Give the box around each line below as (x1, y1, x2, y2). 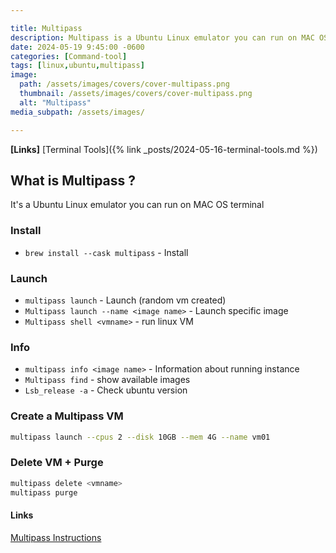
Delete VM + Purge (10, 456, 104, 470)
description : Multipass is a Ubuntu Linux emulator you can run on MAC (10, 32, 315, 43)
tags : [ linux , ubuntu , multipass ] (10, 61, 145, 71)
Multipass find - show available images (24, 374, 191, 386)
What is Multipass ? (10, 172, 137, 189)
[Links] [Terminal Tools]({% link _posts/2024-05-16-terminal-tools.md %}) (10, 143, 318, 155)
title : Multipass (10, 23, 83, 33)
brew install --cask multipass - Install (24, 246, 189, 258)
